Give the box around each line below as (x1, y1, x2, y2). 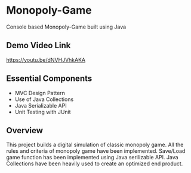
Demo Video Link (6, 40, 71, 51)
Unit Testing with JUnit (14, 108, 71, 115)
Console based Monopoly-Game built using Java (6, 23, 127, 30)
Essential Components (6, 74, 93, 84)
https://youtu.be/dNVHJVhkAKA (6, 56, 85, 63)
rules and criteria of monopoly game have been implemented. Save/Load (6, 147, 186, 155)
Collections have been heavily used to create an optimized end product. (6, 160, 183, 167)
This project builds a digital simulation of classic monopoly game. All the (6, 141, 184, 149)
